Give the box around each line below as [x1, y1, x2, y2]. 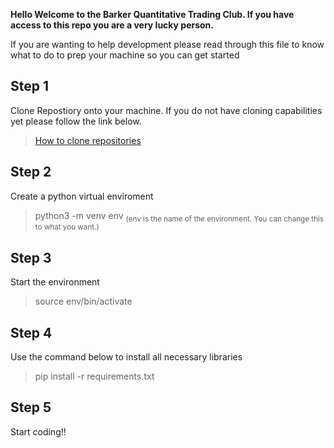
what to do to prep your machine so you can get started [10, 49, 240, 61]
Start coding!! [10, 425, 67, 438]
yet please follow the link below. [10, 115, 142, 127]
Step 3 [10, 249, 52, 266]
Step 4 [10, 324, 53, 341]
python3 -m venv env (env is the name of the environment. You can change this [34, 209, 325, 224]
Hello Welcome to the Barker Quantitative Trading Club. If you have [10, 9, 295, 20]
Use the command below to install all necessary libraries [10, 351, 243, 363]
